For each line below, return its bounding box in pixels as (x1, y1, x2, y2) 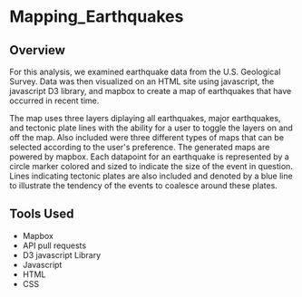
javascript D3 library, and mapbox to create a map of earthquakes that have (9, 86, 292, 96)
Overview (9, 43, 66, 58)
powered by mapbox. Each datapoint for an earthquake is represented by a (9, 151, 290, 162)
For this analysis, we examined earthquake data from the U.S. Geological (9, 66, 281, 77)
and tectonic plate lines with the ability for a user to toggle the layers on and (9, 122, 293, 133)
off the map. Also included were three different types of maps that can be (9, 132, 284, 142)
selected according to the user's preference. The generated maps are (9, 142, 270, 152)
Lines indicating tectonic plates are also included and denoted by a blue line (9, 170, 293, 181)
